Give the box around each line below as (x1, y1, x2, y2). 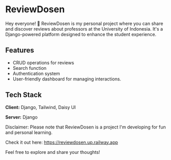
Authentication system (12, 70, 60, 76)
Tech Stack (5, 91, 42, 99)
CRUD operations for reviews (12, 60, 75, 66)
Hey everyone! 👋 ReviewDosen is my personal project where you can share (5, 20, 163, 26)
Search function (12, 65, 47, 71)
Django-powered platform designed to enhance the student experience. (5, 31, 157, 37)
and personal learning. (5, 129, 53, 136)
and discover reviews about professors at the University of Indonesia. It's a (5, 25, 163, 32)
